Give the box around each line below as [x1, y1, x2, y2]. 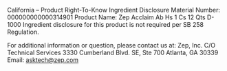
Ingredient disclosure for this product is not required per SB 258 [23, 21, 204, 28]
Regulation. [7, 28, 39, 36]
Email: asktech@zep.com [7, 56, 79, 64]
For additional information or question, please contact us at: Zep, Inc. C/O [7, 41, 215, 49]
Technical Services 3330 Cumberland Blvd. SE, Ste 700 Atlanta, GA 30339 [7, 48, 219, 57]
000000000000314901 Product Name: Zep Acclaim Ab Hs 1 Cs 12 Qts [7, 13, 206, 21]
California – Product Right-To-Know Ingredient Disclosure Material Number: [7, 6, 221, 14]
